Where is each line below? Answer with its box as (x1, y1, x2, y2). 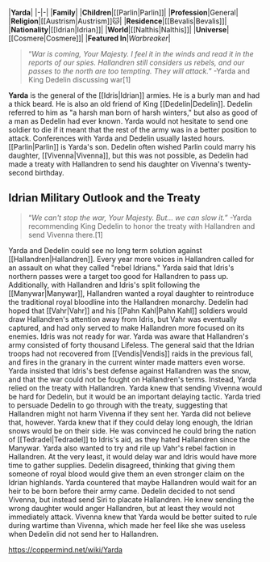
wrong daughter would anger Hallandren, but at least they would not (8, 503, 235, 513)
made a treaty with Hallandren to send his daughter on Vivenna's (8, 159, 224, 169)
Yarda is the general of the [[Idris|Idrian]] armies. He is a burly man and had (8, 91, 260, 100)
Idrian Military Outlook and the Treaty (8, 191, 201, 205)
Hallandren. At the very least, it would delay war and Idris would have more (8, 451, 257, 461)
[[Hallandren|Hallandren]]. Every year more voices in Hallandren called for (8, 254, 255, 264)
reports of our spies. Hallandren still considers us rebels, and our (27, 57, 245, 67)
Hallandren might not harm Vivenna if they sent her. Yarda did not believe (8, 408, 251, 418)
